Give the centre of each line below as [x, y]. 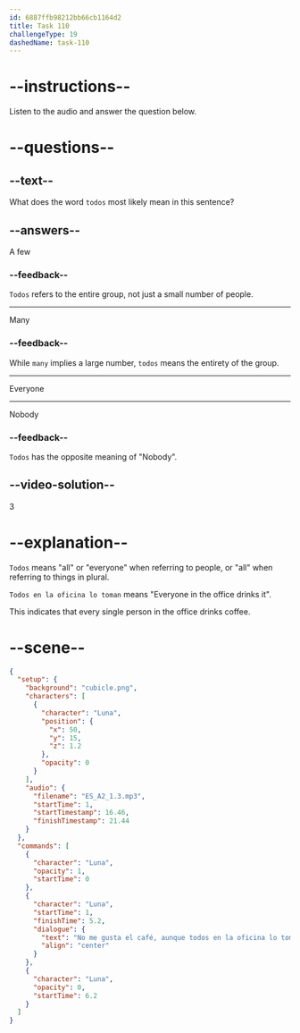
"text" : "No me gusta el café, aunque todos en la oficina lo [159, 937]
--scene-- [47, 647]
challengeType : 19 [43, 34]
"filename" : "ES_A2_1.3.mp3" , [89, 796]
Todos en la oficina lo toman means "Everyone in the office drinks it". [141, 594]
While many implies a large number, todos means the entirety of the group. [144, 362]
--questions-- [62, 148]
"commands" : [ [43, 846]
